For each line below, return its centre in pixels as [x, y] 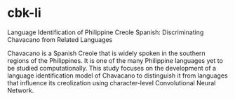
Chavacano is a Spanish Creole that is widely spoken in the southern [106, 53]
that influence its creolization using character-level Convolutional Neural [112, 83]
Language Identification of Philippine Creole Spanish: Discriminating [106, 32]
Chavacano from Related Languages [60, 39]
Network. [21, 90]
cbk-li [25, 13]
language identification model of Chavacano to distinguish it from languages [117, 76]
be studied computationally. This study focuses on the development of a [112, 68]
